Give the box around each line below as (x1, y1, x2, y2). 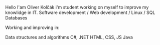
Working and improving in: (5, 24, 60, 30)
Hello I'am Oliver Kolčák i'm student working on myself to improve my (5, 4, 149, 10)
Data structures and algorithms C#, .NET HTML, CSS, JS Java (5, 34, 133, 40)
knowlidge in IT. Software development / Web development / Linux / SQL (5, 9, 155, 15)
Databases (5, 15, 28, 20)
